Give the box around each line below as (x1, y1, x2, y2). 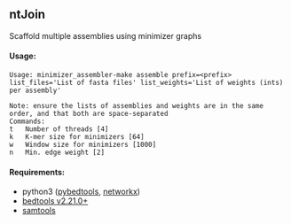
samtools (21, 205, 56, 216)
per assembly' (9, 86, 62, 96)
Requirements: (9, 166, 65, 177)
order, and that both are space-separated (9, 110, 169, 119)
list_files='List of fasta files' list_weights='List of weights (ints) (9, 79, 284, 88)
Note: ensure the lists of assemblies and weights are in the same (9, 102, 264, 111)
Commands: (9, 117, 46, 127)
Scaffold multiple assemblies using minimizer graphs (9, 30, 202, 41)
